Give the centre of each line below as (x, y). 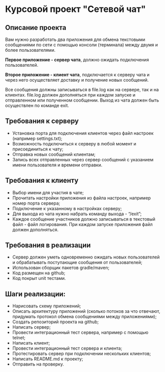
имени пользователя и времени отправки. (57, 165)
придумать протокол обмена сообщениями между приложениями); (84, 317)
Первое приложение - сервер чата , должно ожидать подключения (77, 60)
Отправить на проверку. (38, 364)
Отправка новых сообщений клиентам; (54, 154)
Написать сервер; (31, 327)
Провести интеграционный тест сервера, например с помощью (80, 333)
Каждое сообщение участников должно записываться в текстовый (84, 219)
